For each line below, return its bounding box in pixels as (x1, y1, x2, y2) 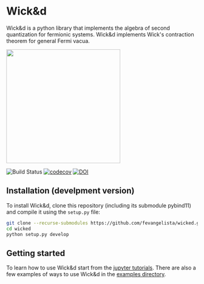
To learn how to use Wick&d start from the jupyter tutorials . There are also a (6, 264, 196, 271)
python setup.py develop (6, 231, 69, 237)
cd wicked (6, 226, 32, 232)
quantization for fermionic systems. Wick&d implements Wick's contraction (6, 30, 194, 38)
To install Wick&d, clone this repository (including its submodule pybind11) (6, 201, 191, 209)
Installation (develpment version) (6, 186, 135, 196)
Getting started (6, 248, 66, 259)
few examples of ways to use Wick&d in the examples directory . (6, 271, 166, 278)
